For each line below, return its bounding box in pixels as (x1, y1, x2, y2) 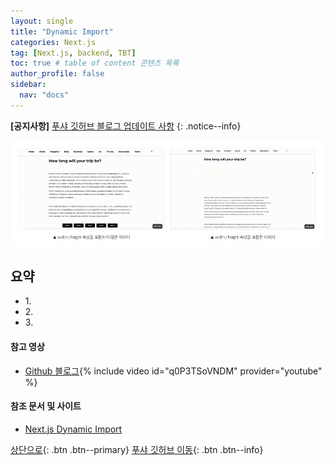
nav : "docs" (19, 90, 70, 100)
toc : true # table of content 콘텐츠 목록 (10, 58, 180, 69)
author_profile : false (10, 69, 105, 79)
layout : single (10, 16, 74, 26)
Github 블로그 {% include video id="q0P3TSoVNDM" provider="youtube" (24, 365, 323, 377)
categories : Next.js (10, 37, 97, 47)
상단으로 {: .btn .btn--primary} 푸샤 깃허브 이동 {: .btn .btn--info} (10, 443, 264, 455)
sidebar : (10, 80, 47, 90)
